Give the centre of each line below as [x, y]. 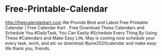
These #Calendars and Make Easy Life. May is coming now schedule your [80, 38]
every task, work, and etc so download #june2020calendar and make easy [81, 43]
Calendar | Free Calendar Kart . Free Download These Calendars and [75, 27]
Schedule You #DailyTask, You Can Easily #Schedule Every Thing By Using [81, 33]
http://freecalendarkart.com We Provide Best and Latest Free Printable [77, 22]
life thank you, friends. [28, 48]
